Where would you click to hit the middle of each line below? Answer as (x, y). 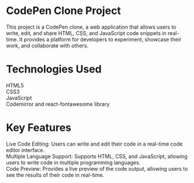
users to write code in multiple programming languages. (73, 163)
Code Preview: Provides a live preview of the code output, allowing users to (97, 168)
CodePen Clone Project (64, 11)
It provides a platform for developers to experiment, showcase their (101, 39)
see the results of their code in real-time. (55, 175)
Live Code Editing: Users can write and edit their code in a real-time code (94, 144)
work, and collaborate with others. (47, 46)
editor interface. (25, 150)
